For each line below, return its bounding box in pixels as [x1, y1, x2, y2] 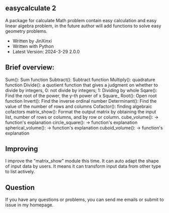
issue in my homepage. [5, 202, 54, 208]
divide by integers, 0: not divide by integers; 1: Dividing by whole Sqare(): [5, 87, 157, 93]
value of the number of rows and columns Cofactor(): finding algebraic [5, 103, 152, 109]
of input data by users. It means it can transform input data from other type [5, 163, 161, 169]
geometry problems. [5, 28, 48, 34]
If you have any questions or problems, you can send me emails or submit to [5, 196, 164, 203]
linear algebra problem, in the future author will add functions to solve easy [5, 23, 161, 29]
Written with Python [12, 43, 54, 49]
